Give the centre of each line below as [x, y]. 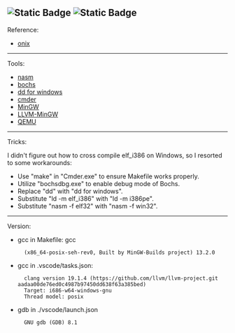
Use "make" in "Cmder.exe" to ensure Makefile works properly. [108, 176]
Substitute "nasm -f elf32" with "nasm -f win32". [87, 206]
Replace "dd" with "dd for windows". [70, 191]
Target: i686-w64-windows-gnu [68, 290]
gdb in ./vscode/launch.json [58, 309]
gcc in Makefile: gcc [47, 239]
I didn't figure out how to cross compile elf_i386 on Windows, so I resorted [115, 155]
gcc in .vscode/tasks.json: [55, 265]
